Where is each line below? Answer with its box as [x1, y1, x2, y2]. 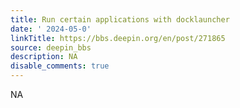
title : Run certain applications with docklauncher [10, 14, 230, 25]
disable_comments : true [10, 61, 110, 71]
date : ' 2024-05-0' [10, 24, 92, 34]
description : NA [10, 52, 78, 62]
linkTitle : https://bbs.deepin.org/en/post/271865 [10, 33, 226, 43]
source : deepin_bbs [10, 42, 92, 53]
